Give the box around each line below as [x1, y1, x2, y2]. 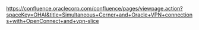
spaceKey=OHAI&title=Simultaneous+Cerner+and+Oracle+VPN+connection [6, 11, 193, 18]
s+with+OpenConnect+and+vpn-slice [6, 18, 99, 24]
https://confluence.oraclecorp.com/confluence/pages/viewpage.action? [6, 5, 183, 12]
